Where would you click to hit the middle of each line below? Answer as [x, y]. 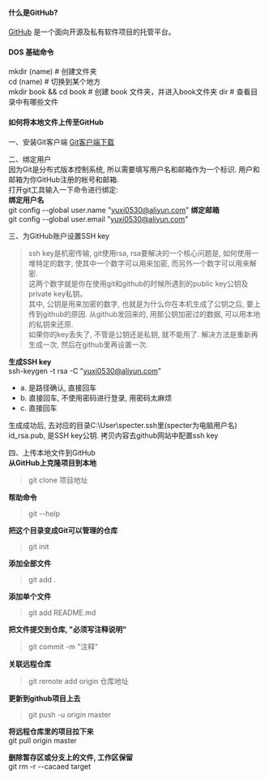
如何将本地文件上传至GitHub [56, 122]
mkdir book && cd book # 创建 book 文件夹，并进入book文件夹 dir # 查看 [130, 92]
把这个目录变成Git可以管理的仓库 [63, 530]
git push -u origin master [70, 714]
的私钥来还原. [51, 324]
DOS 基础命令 [31, 52]
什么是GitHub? [33, 12]
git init [38, 546]
